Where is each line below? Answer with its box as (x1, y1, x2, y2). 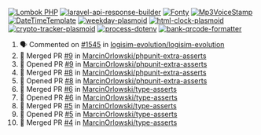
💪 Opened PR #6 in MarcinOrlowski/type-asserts (19, 93, 178, 102)
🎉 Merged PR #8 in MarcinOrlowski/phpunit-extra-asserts (19, 67, 207, 77)
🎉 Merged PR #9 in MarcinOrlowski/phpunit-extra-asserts (19, 51, 207, 60)
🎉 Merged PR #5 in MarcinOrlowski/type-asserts (19, 101, 177, 110)
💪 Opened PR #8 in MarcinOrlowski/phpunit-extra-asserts (19, 76, 208, 86)
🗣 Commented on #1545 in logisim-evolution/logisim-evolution (19, 40, 225, 49)
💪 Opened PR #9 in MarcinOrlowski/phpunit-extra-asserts (19, 60, 208, 68)
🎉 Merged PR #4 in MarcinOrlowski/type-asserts (19, 118, 178, 127)
